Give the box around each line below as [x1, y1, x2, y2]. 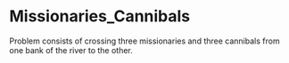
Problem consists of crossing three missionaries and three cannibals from [9, 35, 280, 46]
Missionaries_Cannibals [9, 6, 191, 27]
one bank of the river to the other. [9, 44, 134, 55]
